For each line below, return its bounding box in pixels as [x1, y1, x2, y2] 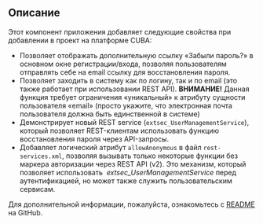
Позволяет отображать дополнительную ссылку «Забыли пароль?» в [19, 50, 254, 60]
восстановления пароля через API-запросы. [19, 134, 170, 144]
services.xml [19, 152, 63, 160]
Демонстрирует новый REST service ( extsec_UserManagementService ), [19, 117, 250, 127]
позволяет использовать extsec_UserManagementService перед [19, 167, 237, 177]
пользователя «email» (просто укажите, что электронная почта [19, 101, 233, 110]
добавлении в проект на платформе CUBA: [8, 35, 152, 45]
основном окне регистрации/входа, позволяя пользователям [19, 59, 228, 68]
